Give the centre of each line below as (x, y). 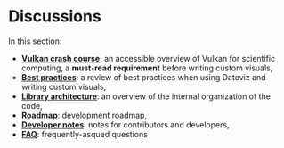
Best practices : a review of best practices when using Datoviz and (143, 77)
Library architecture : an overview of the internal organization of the (146, 96)
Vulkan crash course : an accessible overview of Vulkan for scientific (148, 58)
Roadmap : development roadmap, (84, 115)
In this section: (35, 41)
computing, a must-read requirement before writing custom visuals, (147, 68)
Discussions (55, 16)
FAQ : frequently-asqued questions (85, 134)
